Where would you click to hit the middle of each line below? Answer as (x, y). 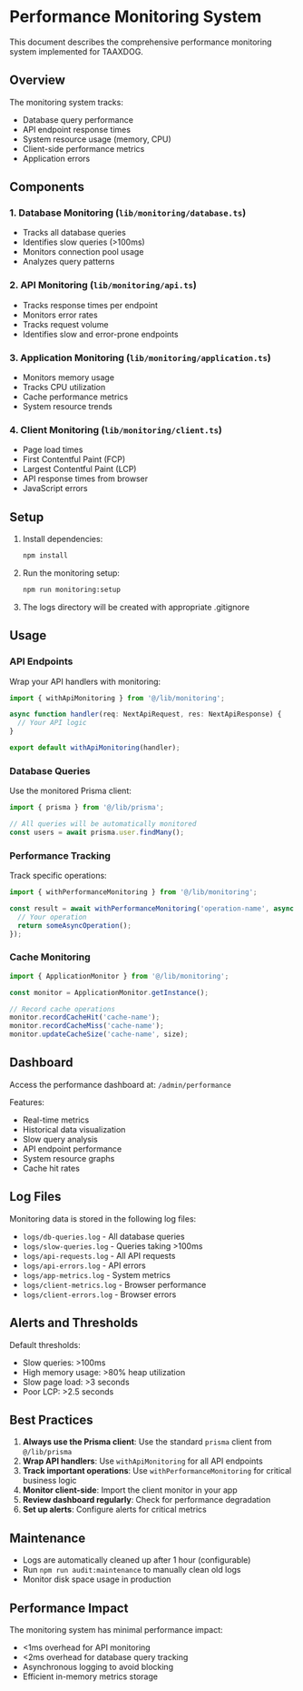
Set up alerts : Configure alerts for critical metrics (114, 1510)
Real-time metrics (56, 1120)
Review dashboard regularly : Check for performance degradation (147, 1500)
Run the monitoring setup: (71, 573)
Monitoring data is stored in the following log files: (103, 1218)
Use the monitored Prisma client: (70, 791)
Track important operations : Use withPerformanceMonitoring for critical (157, 1471)
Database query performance (78, 119)
